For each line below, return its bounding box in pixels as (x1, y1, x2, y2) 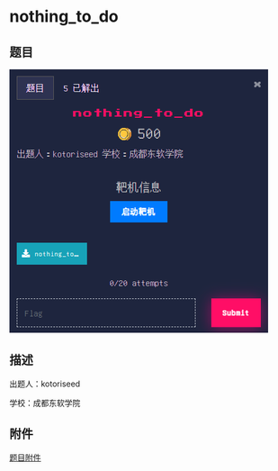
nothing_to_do (9, 6, 119, 27)
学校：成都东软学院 (9, 397, 81, 408)
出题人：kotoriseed (9, 378, 81, 389)
